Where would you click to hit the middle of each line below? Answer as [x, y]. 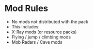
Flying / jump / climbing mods [41, 37]
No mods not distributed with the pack [50, 22]
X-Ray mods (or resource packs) [44, 32]
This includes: [25, 26]
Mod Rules [26, 8]
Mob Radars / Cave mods [37, 42]
